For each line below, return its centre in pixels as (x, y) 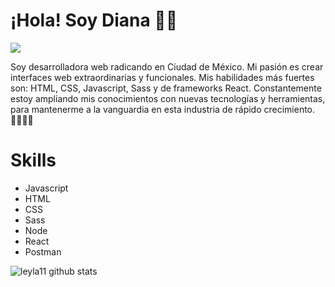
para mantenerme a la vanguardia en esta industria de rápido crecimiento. (163, 109)
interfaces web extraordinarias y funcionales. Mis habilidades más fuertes (162, 77)
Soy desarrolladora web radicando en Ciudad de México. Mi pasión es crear (167, 66)
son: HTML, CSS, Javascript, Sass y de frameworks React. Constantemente (166, 88)
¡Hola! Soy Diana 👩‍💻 (94, 20)
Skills (33, 160)
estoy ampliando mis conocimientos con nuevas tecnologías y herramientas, (168, 98)
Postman (43, 251)
